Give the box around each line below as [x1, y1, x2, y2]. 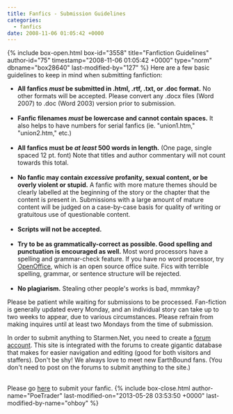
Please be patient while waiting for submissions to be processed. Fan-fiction [7, 298, 227, 307]
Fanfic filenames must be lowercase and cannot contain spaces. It [17, 114, 214, 123]
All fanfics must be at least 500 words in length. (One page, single [17, 144, 212, 152]
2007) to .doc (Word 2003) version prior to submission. [17, 99, 176, 108]
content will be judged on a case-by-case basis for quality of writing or [17, 203, 221, 211]
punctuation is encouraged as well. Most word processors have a [17, 247, 209, 256]
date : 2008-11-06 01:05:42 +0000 [7, 29, 104, 37]
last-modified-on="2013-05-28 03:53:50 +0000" [63, 392, 205, 400]
